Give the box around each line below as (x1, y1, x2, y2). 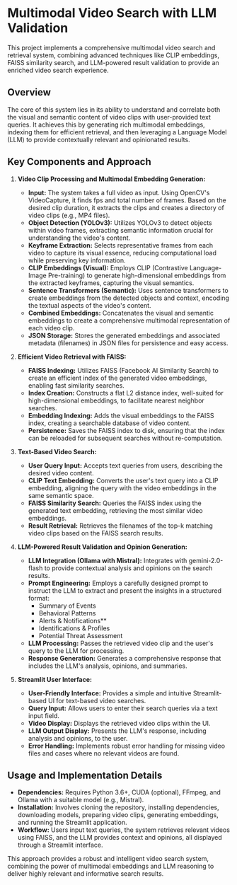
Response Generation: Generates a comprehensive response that (28, 654, 221, 662)
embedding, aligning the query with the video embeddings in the (28, 483, 217, 492)
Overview (7, 86, 52, 98)
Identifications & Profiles (38, 624, 110, 632)
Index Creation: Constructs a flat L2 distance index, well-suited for (28, 388, 224, 397)
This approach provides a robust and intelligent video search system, (7, 855, 209, 863)
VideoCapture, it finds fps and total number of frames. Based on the (28, 196, 226, 204)
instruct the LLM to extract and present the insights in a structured (28, 586, 221, 595)
